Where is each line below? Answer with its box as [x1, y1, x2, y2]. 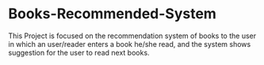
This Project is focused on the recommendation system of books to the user [8, 31, 256, 40]
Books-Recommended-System [8, 5, 216, 23]
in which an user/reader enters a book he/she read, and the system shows [8, 39, 251, 48]
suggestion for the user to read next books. [8, 48, 150, 57]
